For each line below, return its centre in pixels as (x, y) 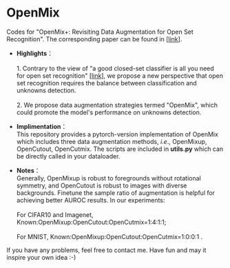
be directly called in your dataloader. (68, 156)
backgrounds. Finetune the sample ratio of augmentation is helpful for (115, 193)
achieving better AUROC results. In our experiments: (91, 200)
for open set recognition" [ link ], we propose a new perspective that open (120, 75)
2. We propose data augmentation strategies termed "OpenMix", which (117, 105)
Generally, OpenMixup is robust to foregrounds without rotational (108, 178)
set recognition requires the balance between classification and (106, 83)
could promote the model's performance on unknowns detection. (109, 112)
